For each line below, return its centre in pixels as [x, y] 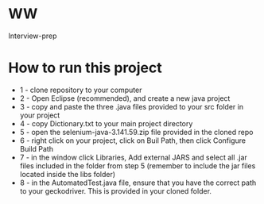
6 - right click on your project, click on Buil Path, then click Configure [133, 140]
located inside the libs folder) [68, 174]
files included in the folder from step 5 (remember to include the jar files [138, 166]
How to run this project [85, 68]
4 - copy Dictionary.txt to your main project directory [106, 123]
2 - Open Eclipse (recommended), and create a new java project [125, 98]
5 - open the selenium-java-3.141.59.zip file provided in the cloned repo [136, 132]
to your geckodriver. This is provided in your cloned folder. [116, 191]
